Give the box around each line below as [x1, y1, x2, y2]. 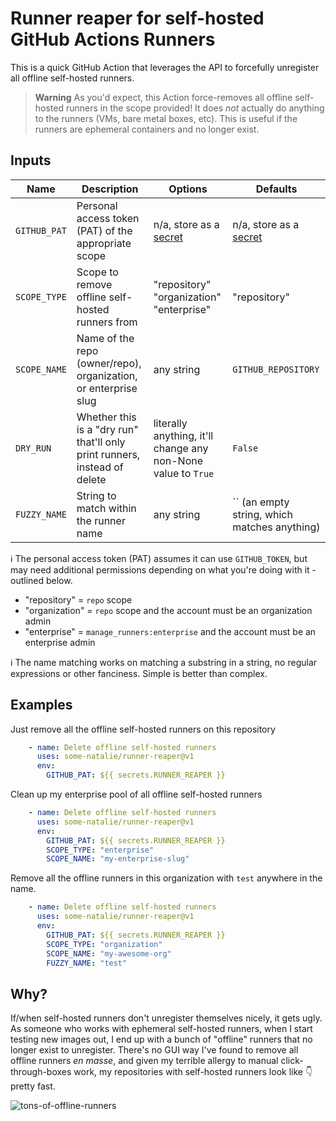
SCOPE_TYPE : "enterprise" [46, 845, 155, 855]
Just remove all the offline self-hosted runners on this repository [10, 723, 276, 735]
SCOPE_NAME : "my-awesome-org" [46, 948, 172, 959]
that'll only [76, 435, 126, 449]
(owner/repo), [76, 356, 142, 370]
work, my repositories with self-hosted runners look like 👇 [73, 1066, 313, 1078]
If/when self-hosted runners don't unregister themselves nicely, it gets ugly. [10, 1012, 323, 1024]
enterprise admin [24, 636, 96, 648]
